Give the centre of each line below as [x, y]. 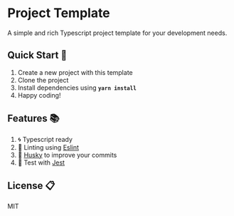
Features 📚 [33, 119]
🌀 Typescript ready [45, 139]
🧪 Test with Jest [41, 163]
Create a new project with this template [75, 72]
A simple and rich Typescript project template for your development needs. [117, 33]
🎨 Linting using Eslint [48, 147]
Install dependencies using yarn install [77, 88]
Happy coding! [39, 95]
